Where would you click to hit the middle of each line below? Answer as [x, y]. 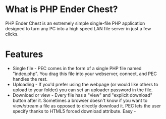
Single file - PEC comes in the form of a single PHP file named [77, 68]
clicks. [12, 34]
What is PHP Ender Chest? [62, 9]
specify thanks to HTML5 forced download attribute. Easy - [74, 111]
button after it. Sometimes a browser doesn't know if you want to [80, 100]
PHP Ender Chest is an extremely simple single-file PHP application [75, 23]
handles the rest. [30, 79]
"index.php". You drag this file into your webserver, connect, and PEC [85, 74]
